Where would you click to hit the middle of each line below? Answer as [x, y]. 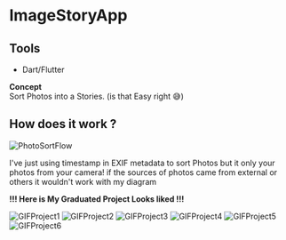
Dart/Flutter [43, 69]
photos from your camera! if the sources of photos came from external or [143, 172]
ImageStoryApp [68, 16]
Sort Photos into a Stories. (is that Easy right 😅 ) [96, 96]
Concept [26, 87]
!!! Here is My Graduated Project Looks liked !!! [97, 199]
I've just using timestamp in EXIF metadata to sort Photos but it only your [142, 163]
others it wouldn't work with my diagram [83, 181]
